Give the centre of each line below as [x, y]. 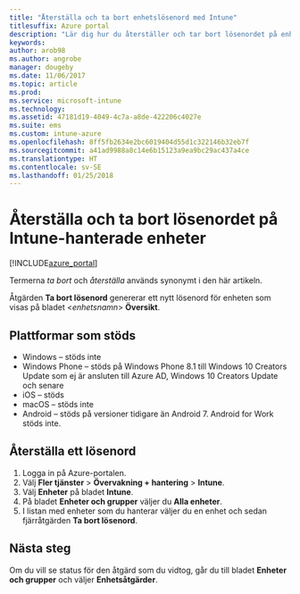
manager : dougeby [42, 68]
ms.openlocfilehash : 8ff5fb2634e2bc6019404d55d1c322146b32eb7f [129, 142]
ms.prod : [25, 92]
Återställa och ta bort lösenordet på [144, 219]
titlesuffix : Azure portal [59, 26]
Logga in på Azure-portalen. [74, 473]
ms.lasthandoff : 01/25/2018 [62, 175]
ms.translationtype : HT [54, 159]
